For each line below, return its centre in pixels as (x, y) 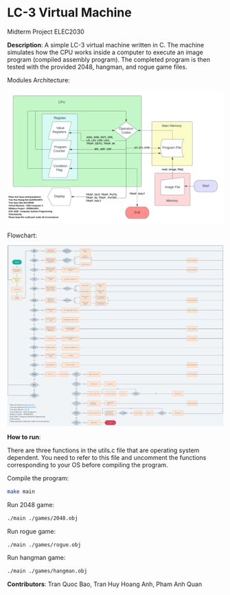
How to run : (24, 436)
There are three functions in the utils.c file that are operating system (103, 450)
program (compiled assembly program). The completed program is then (109, 59)
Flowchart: (22, 235)
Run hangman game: (36, 558)
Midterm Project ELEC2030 (46, 32)
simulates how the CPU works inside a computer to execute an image (105, 52)
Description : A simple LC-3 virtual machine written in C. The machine (106, 45)
